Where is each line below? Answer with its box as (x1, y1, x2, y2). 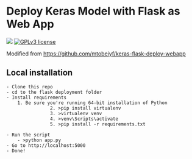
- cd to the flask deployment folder (6, 89, 102, 95)
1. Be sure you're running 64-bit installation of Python (17, 99, 168, 106)
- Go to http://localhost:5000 (6, 142, 86, 149)
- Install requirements (6, 94, 67, 101)
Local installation (6, 68, 73, 78)
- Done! (6, 147, 26, 154)
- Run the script (6, 132, 51, 138)
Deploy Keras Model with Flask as (6, 4, 180, 18)
